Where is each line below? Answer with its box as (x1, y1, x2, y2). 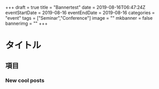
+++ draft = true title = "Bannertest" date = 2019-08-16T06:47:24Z (5, 5, 146, 10)
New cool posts (5, 77, 45, 84)
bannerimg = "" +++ (5, 20, 48, 26)
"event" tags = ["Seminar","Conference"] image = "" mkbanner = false (5, 15, 153, 21)
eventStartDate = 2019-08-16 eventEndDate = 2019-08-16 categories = (5, 10, 155, 16)
